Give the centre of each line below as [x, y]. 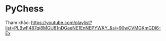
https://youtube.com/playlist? [62, 22]
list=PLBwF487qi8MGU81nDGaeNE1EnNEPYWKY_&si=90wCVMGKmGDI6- [83, 27]
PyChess [25, 9]
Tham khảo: [18, 22]
